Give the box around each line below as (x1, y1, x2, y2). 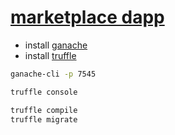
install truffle (24, 49, 77, 61)
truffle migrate (10, 114, 78, 125)
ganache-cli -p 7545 (10, 69, 97, 79)
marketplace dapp (10, 6, 165, 29)
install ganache (24, 39, 88, 51)
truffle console (10, 87, 78, 97)
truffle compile (10, 105, 78, 115)
